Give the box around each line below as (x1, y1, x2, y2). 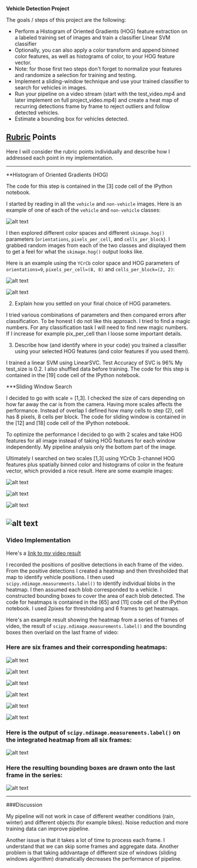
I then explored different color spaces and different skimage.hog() (6, 229, 165, 236)
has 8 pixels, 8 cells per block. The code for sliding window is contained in (6, 413, 186, 420)
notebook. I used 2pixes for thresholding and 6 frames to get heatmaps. (6, 604, 180, 611)
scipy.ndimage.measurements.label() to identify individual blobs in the (6, 580, 176, 587)
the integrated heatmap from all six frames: (6, 736, 132, 744)
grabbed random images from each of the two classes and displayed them (6, 241, 186, 249)
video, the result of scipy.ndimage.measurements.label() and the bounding (6, 622, 186, 629)
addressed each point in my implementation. (6, 154, 114, 161)
